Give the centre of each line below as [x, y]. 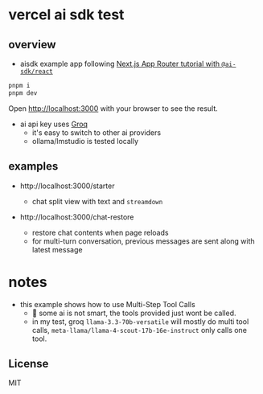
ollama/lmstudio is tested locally [85, 141]
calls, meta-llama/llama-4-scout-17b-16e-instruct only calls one [140, 330]
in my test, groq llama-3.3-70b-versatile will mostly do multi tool [140, 321]
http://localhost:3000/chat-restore [77, 217]
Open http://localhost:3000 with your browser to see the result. [113, 108]
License [29, 363]
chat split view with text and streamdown [97, 201]
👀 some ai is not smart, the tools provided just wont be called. [134, 313]
